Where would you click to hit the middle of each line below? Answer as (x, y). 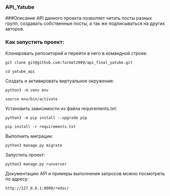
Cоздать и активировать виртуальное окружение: (60, 81)
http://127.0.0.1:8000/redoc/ (37, 188)
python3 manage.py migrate (34, 145)
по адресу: (17, 179)
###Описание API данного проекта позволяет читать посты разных (79, 18)
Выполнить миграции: (29, 136)
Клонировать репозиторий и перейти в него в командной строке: (76, 53)
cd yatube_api (20, 71)
